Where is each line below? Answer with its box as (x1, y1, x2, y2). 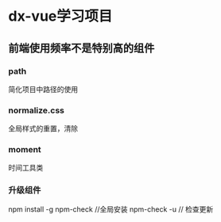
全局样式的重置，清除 (8, 124, 78, 133)
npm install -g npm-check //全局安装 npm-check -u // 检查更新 (8, 204, 214, 214)
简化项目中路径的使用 (8, 84, 78, 94)
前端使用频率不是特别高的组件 (8, 41, 155, 55)
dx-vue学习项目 (8, 7, 113, 25)
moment (8, 144, 41, 155)
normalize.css (8, 105, 65, 116)
